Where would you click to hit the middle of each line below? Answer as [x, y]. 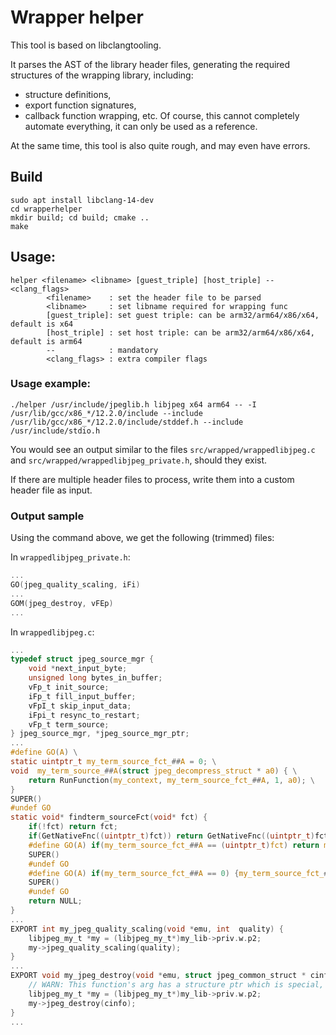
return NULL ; [55, 901]
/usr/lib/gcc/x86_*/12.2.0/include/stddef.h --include [127, 422]
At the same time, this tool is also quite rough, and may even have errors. [160, 145]
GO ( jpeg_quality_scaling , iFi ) [75, 585]
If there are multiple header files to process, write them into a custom [152, 479]
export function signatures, [80, 105]
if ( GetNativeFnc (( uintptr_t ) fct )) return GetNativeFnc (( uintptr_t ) [171, 836]
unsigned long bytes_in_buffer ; [95, 678]
